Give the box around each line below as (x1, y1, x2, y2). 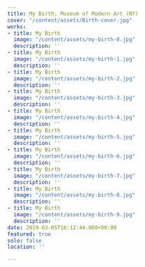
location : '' (7, 243, 45, 251)
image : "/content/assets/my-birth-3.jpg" (13, 95, 136, 102)
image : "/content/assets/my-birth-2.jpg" (13, 75, 136, 82)
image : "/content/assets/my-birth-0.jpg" (13, 36, 136, 43)
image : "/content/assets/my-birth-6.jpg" (13, 153, 136, 160)
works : (7, 23, 26, 30)
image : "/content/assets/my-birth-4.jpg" (13, 114, 136, 121)
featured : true (7, 231, 52, 238)
